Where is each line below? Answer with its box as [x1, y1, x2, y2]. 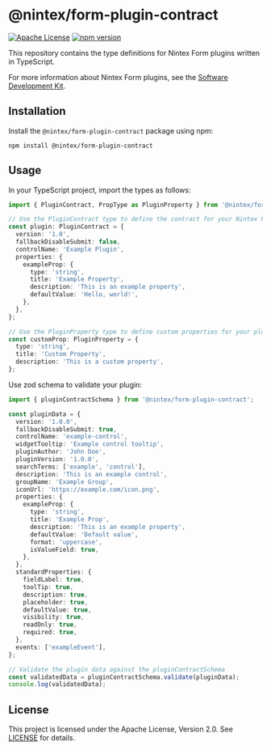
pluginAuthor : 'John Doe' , [15, 447, 106, 456]
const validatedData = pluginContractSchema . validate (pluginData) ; [8, 673, 240, 681]
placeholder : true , [23, 598, 89, 606]
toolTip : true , [23, 583, 74, 591]
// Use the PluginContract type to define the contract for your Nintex [8, 215, 258, 223]
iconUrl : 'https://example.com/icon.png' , [15, 485, 161, 494]
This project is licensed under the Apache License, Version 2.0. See [8, 724, 234, 734]
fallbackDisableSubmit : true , [15, 425, 117, 434]
